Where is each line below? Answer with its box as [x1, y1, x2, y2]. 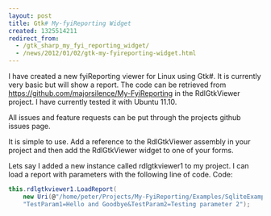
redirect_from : [8, 34, 60, 43]
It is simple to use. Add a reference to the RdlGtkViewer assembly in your [8, 137, 251, 146]
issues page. [8, 122, 51, 131]
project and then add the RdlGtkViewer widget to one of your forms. [8, 146, 234, 155]
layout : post [8, 11, 52, 20]
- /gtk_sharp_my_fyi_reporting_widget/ [15, 42, 150, 50]
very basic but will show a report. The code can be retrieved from [8, 80, 227, 89]
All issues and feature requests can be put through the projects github [8, 113, 241, 122]
